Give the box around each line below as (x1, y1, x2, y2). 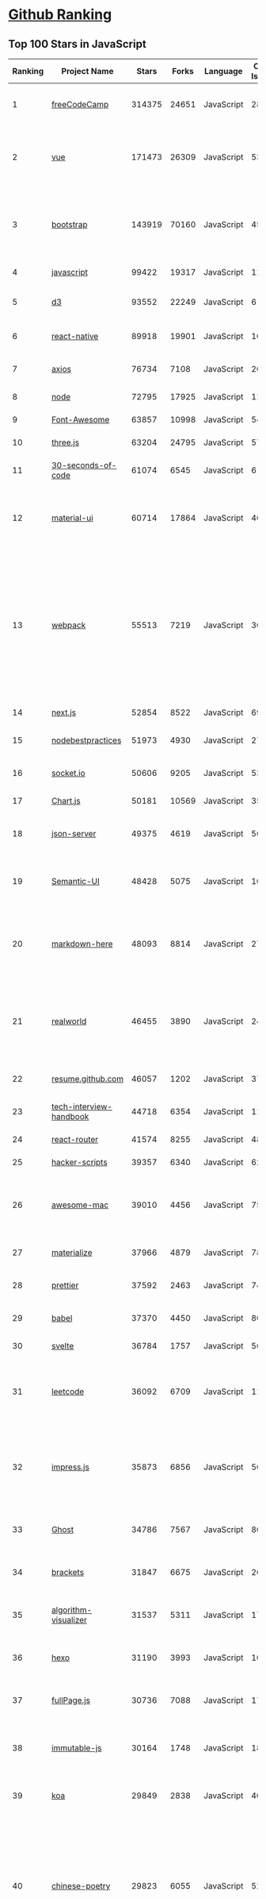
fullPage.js (51, 1695, 91, 1705)
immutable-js (51, 1743, 102, 1753)
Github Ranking (8, 6, 112, 24)
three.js (51, 437, 80, 448)
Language (204, 66, 243, 76)
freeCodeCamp (51, 99, 109, 110)
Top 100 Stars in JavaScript (8, 37, 146, 51)
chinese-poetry (51, 1881, 111, 1891)
